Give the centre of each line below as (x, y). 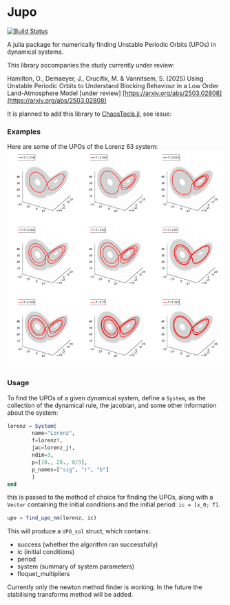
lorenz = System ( (32, 426)
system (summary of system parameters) (76, 566)
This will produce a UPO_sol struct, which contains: (79, 531)
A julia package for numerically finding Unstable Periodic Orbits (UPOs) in (112, 44)
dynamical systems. (35, 52)
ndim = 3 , (43, 455)
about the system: (33, 412)
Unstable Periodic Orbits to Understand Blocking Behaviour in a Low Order (113, 85)
